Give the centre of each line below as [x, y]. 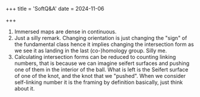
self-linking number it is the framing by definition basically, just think [99, 82]
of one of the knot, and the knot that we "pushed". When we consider [100, 76]
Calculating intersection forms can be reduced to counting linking [95, 57]
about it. [25, 88]
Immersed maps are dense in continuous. [65, 32]
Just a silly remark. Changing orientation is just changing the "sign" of [101, 38]
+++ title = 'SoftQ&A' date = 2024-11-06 [55, 9]
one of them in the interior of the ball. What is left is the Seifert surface [101, 70]
